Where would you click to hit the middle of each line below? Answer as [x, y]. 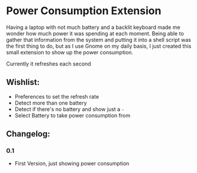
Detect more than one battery [51, 103]
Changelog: [28, 134]
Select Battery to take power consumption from [72, 115]
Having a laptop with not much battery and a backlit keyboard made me [93, 27]
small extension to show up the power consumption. [70, 52]
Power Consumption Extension [84, 11]
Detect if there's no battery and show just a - [70, 109]
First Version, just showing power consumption [72, 164]
